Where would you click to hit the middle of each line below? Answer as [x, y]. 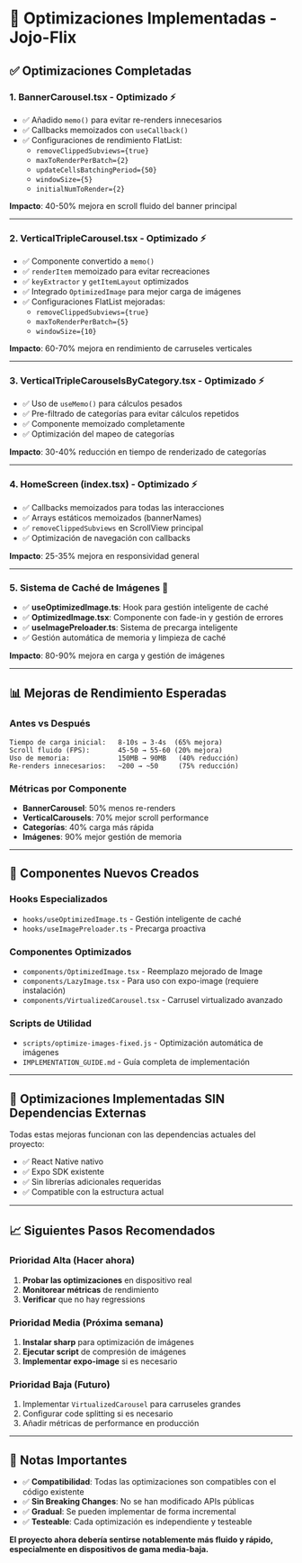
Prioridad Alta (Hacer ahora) [72, 1260]
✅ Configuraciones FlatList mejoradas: [94, 302]
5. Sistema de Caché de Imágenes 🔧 [89, 587]
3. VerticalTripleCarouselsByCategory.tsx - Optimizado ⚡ [137, 381]
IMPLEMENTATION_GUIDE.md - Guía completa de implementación [136, 1062]
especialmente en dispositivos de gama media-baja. [109, 1549]
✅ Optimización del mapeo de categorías [98, 434]
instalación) [44, 990]
